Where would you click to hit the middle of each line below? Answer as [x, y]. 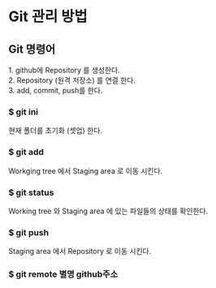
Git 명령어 [32, 49]
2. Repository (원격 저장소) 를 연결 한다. [72, 80]
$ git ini [24, 112]
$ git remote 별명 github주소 [63, 274]
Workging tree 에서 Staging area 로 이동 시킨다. [86, 170]
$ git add [26, 153]
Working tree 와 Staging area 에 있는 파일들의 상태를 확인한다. [108, 211]
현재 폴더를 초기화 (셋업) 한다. [56, 131]
